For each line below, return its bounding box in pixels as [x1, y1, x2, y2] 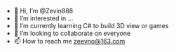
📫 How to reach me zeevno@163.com [13, 37, 126, 45]
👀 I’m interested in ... [13, 14, 74, 22]
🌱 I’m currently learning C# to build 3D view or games [13, 22, 169, 30]
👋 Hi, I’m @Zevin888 [13, 7, 74, 15]
